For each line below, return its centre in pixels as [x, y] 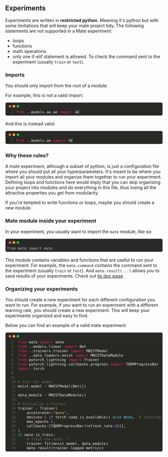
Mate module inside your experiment [51, 220]
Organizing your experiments [41, 289]
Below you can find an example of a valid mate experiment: [66, 325]
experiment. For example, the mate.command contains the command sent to [81, 265]
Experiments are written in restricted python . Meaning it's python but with [82, 20]
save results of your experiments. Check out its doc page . [65, 276]
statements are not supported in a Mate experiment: [59, 31]
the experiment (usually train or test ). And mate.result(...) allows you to [82, 271]
